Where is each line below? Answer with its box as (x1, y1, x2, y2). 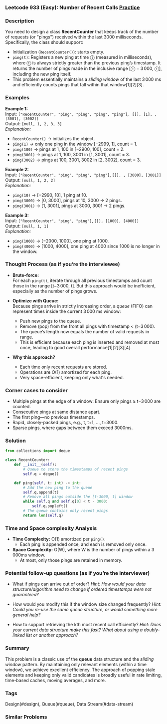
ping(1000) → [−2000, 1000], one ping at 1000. (12, 238, 109, 243)
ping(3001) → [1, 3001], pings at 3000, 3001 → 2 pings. (12, 203, 126, 209)
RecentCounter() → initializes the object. (12, 135, 95, 141)
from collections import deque (5, 449, 70, 454)
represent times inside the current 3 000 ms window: (12, 308, 121, 314)
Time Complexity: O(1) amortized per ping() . (12, 536, 106, 542)
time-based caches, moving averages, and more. (5, 677, 106, 683)
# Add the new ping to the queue (23, 485, 93, 490)
